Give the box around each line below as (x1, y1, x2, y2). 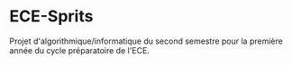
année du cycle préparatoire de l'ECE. (9, 45, 151, 55)
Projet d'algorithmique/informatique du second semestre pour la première (9, 36, 284, 46)
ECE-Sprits (9, 6, 94, 27)
